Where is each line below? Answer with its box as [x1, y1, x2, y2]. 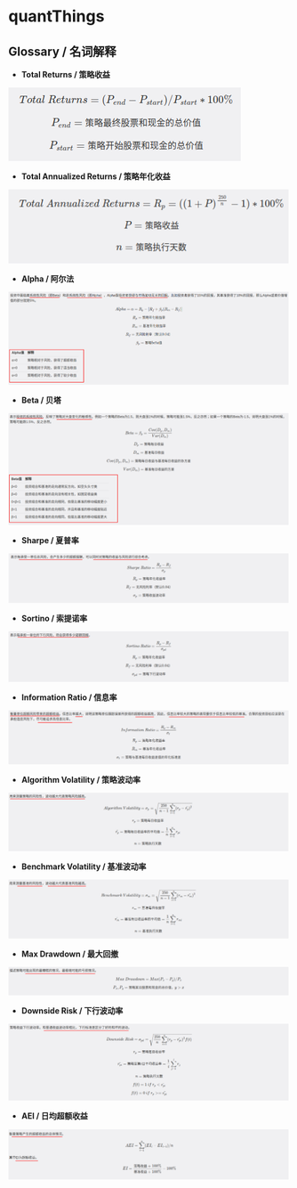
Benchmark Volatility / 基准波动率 [20, 861, 147, 872]
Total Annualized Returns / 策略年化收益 [20, 171, 171, 182]
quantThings [8, 6, 105, 27]
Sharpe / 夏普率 [20, 534, 79, 545]
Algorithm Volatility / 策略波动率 [20, 774, 141, 785]
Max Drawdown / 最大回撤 [20, 948, 119, 959]
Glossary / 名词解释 [8, 44, 116, 59]
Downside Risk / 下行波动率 [20, 1005, 124, 1016]
